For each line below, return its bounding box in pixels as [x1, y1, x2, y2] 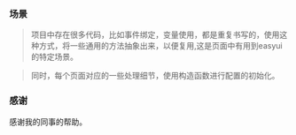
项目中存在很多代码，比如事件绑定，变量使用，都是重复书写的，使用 [30, 29, 280, 41]
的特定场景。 [30, 51, 78, 63]
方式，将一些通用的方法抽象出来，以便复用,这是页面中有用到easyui [38, 41, 283, 51]
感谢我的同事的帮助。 [9, 116, 87, 127]
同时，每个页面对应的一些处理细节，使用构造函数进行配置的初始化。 [30, 71, 280, 81]
